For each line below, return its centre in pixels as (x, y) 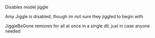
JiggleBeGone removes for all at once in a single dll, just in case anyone (78, 26)
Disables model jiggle (27, 7)
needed (13, 31)
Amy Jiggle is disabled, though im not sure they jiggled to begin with (74, 16)
